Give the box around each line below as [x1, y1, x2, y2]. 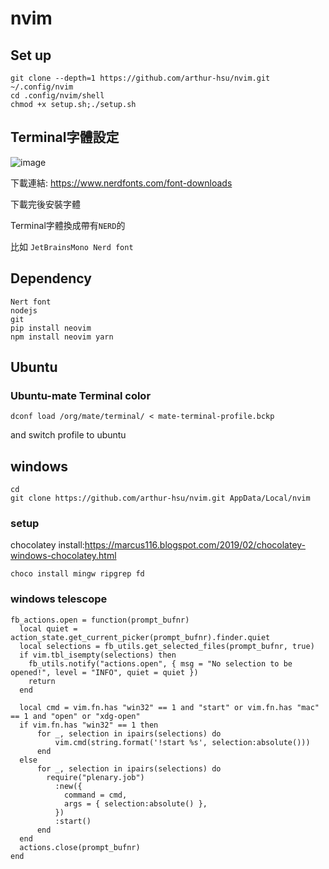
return [28, 676, 56, 686]
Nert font [10, 297, 52, 307]
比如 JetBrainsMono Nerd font [10, 240, 134, 252]
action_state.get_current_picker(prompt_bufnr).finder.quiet [10, 632, 271, 642]
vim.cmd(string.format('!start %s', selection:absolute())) [54, 737, 311, 747]
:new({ [54, 781, 83, 791]
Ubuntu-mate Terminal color [10, 388, 152, 402]
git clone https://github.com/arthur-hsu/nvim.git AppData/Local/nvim [10, 493, 311, 504]
